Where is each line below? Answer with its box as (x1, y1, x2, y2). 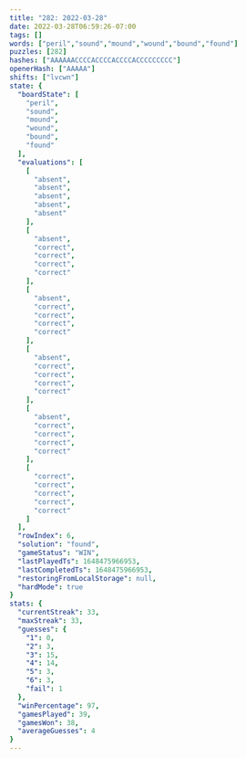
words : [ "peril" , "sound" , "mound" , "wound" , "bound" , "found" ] (9, 38, 239, 48)
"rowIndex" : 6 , (17, 532, 76, 541)
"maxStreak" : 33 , (17, 616, 84, 626)
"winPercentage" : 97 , (17, 700, 100, 711)
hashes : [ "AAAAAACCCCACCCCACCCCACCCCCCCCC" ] (9, 56, 181, 65)
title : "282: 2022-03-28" (9, 13, 108, 23)
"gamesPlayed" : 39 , (17, 710, 92, 719)
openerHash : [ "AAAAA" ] (9, 65, 96, 74)
